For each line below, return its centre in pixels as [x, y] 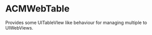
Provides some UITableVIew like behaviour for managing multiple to [76, 22]
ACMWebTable [37, 9]
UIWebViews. [19, 27]
